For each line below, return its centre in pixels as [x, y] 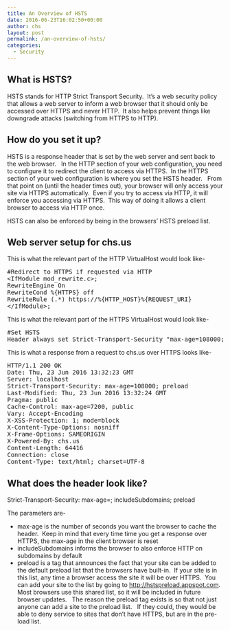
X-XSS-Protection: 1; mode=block [64, 421]
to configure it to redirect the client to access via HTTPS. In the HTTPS [108, 171]
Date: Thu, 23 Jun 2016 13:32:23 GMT [71, 373]
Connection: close [38, 455]
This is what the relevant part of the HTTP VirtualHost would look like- [106, 259]
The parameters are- [37, 513]
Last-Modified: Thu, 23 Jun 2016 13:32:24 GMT [87, 393]
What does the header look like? [77, 483]
